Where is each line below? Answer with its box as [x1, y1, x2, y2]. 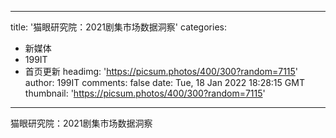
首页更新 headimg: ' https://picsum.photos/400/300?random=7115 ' [24, 66, 299, 77]
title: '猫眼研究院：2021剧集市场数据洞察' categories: [10, 21, 227, 33]
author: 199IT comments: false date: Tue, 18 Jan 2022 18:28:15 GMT [24, 77, 305, 88]
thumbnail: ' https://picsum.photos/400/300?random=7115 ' [24, 87, 266, 99]
